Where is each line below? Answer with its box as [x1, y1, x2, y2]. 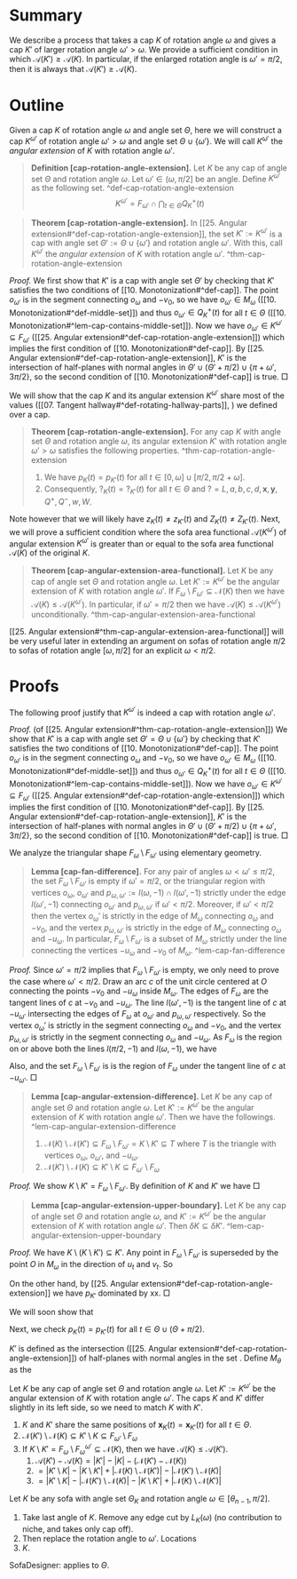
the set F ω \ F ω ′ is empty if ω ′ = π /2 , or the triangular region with [30, 876, 266, 889]
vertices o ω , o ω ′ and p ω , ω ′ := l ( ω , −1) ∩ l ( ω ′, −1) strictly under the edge [30, 888, 286, 900]
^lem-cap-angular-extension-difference [30, 1121, 176, 1132]
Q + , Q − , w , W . [43, 495, 92, 507]
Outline [9, 95, 65, 116]
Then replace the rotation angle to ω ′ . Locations [21, 1534, 197, 1544]
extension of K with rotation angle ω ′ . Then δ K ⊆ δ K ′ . [30, 1220, 225, 1231]
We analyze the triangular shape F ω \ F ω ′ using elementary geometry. [9, 847, 262, 860]
